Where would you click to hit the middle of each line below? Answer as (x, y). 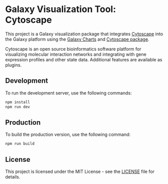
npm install (18, 102)
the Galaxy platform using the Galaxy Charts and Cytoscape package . (77, 39)
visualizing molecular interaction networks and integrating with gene (76, 54)
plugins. (13, 65)
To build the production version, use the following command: (68, 135)
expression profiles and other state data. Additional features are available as (84, 59)
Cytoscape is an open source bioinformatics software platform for (73, 49)
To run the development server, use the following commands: (68, 93)
